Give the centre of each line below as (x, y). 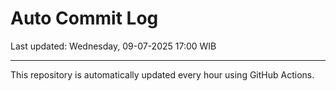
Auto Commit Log (84, 18)
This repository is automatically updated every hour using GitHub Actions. (162, 74)
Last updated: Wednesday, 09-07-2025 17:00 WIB (113, 46)
